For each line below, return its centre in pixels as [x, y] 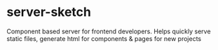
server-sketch [49, 12]
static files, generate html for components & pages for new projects [104, 38]
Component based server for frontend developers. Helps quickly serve [109, 31]
